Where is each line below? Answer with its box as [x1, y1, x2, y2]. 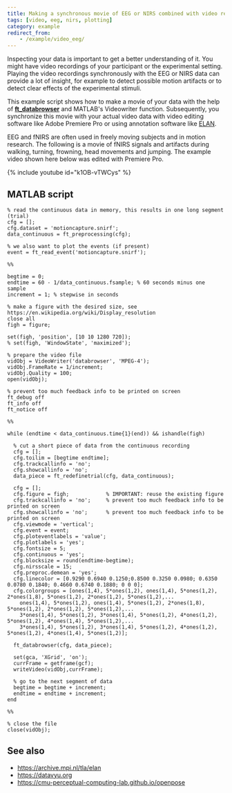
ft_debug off [7, 394, 45, 401]
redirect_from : [7, 29, 51, 37]
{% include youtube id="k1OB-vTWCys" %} [7, 169, 131, 177]
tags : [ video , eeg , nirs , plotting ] [7, 17, 113, 23]
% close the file [7, 720, 57, 727]
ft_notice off [7, 405, 48, 413]
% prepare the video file [7, 352, 81, 359]
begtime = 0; [7, 273, 45, 280]
